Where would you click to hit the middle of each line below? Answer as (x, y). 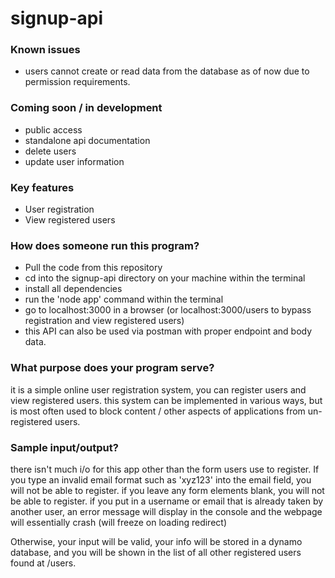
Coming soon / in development (86, 108)
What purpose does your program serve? (112, 368)
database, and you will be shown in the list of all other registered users (156, 552)
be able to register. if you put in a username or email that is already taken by (167, 501)
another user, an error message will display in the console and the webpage (166, 511)
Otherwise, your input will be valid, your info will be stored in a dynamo (156, 541)
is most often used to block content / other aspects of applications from (158, 411)
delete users (50, 151)
